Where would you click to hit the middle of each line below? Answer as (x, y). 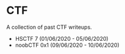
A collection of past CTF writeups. (49, 27)
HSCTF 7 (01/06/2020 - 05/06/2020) (62, 38)
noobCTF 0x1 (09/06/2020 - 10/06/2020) (67, 45)
